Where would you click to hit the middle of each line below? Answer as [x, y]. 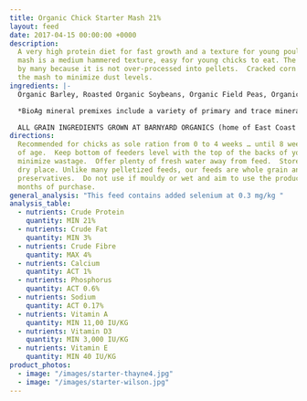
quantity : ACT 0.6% [63, 289]
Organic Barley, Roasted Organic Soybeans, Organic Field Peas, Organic [159, 94]
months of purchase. [57, 187]
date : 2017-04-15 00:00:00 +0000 [73, 35]
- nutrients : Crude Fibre [67, 246]
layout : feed [34, 26]
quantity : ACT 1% [59, 272]
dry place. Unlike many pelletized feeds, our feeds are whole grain [153, 170]
